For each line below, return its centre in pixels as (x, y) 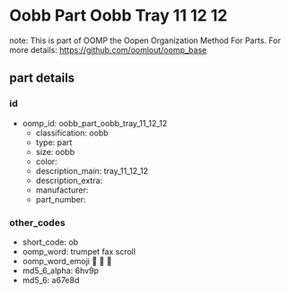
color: (47, 161)
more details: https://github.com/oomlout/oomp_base (108, 49)
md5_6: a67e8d (51, 280)
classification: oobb (72, 133)
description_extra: (69, 180)
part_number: (61, 199)
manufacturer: (62, 190)
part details (42, 78)
